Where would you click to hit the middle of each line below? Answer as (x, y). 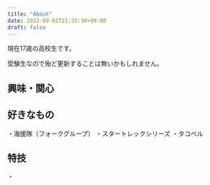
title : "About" (30, 14)
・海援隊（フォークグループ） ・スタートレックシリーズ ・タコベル (105, 134)
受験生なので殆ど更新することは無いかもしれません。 (85, 64)
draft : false (27, 27)
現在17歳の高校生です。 (42, 49)
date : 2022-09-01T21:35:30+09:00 (57, 21)
